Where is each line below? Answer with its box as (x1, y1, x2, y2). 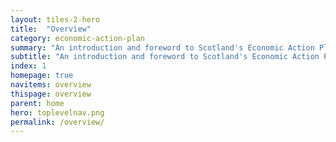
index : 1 (10, 61, 47, 71)
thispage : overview (10, 89, 92, 99)
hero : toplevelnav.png (10, 107, 105, 118)
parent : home (10, 98, 65, 108)
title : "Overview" (10, 24, 92, 34)
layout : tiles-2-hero (10, 14, 101, 25)
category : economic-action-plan (10, 33, 145, 43)
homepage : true (10, 71, 74, 81)
